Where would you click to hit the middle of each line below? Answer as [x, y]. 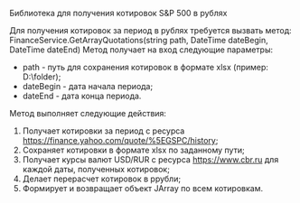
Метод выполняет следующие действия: [88, 113]
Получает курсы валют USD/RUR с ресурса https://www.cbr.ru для [150, 160]
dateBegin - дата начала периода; [88, 86]
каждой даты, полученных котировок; [96, 169]
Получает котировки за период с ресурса [103, 131]
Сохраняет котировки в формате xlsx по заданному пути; [134, 150]
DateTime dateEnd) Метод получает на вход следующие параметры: [141, 50]
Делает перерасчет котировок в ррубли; [102, 179]
